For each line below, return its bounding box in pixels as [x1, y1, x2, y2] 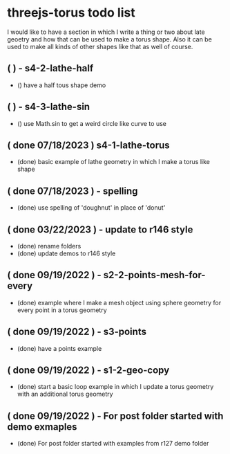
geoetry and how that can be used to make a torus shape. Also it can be [7, 35, 212, 43]
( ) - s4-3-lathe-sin [7, 101, 90, 113]
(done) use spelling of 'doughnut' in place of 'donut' [17, 203, 166, 212]
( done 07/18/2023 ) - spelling [7, 185, 138, 197]
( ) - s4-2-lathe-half [7, 62, 94, 74]
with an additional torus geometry [17, 390, 113, 399]
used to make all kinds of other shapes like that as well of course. [7, 42, 193, 51]
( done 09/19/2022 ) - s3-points [7, 326, 147, 338]
